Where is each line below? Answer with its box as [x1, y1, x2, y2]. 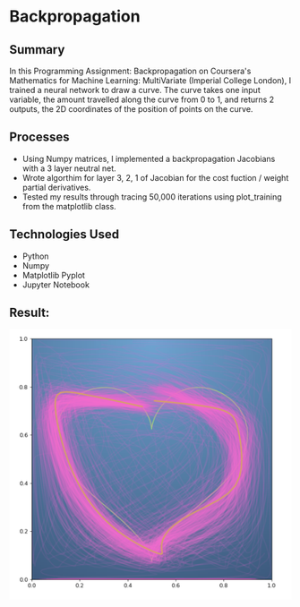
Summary [9, 42, 65, 57]
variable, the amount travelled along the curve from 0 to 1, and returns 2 [9, 94, 275, 105]
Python [21, 251, 49, 261]
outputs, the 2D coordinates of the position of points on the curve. [9, 104, 253, 114]
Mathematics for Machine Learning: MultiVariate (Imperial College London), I [9, 75, 292, 86]
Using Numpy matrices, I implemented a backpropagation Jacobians [21, 153, 276, 164]
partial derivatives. [21, 182, 91, 192]
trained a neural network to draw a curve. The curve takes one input [9, 85, 261, 95]
